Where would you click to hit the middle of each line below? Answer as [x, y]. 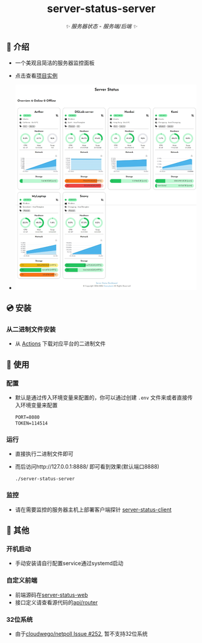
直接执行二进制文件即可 [44, 454]
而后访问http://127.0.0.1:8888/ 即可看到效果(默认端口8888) [87, 467]
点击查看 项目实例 [36, 75]
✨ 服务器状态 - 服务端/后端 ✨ [101, 26]
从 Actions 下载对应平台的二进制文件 [60, 344]
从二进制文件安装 [31, 329]
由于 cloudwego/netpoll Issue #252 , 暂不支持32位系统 [81, 633]
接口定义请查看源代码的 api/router [56, 602]
